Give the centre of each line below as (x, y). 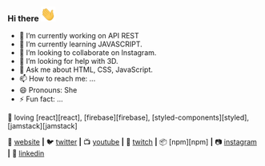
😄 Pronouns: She (48, 90)
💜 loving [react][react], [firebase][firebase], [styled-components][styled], (128, 117)
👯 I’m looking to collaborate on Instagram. (88, 53)
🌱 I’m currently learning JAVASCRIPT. (81, 44)
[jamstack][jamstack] (42, 126)
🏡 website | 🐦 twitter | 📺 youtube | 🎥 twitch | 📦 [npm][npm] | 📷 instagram (132, 142)
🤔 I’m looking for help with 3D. (68, 61)
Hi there (23, 18)
